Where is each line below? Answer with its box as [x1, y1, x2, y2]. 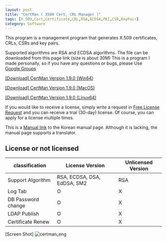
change [7, 202, 26, 209]
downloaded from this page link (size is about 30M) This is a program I [5, 55, 150, 61]
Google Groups [5, 66, 36, 72]
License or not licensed [5, 144, 79, 152]
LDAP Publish [7, 210, 39, 217]
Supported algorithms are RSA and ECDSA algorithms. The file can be [5, 50, 148, 56]
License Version [66, 162, 105, 169]
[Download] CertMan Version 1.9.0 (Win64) [5, 75, 93, 81]
